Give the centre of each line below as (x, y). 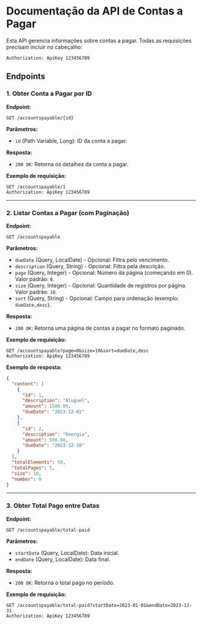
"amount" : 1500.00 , (46, 406)
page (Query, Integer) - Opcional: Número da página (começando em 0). (104, 272)
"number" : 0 (27, 479)
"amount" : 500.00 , (45, 440)
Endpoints (26, 77)
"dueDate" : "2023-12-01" (53, 412)
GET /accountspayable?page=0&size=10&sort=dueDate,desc (78, 351)
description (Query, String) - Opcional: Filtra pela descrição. (90, 266)
